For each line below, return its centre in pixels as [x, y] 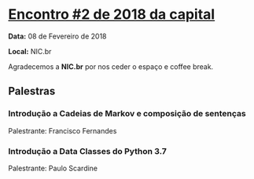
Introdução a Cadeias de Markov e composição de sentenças [127, 114]
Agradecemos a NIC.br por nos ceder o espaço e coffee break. [111, 66]
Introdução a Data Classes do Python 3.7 [88, 151]
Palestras [32, 91]
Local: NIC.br [30, 51]
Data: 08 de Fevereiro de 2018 [58, 36]
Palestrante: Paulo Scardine [53, 168]
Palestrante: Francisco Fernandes [63, 130]
